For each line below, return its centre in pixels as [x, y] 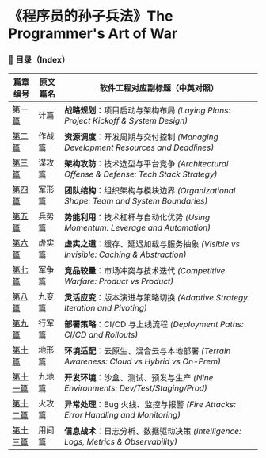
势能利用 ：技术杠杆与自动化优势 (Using [137, 217]
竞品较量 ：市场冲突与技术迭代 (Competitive [145, 271]
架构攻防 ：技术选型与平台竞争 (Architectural [146, 164]
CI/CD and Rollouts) [101, 335]
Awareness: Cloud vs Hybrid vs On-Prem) [143, 361]
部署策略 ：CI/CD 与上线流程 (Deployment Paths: [154, 324]
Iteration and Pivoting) [106, 308]
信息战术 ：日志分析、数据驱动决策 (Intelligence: [153, 431]
